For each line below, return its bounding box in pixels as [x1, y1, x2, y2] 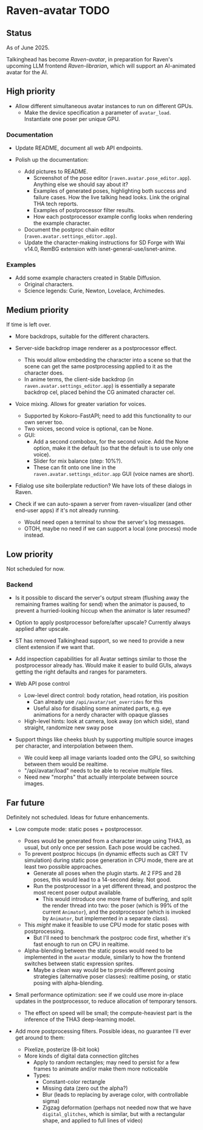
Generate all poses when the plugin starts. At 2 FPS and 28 [33, 870, 181, 877]
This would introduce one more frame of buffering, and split [42, 895, 193, 903]
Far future [6, 798, 45, 808]
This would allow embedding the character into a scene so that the [24, 356, 191, 363]
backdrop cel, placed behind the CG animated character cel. [24, 388, 176, 396]
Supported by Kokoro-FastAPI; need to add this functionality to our [24, 412, 192, 419]
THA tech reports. [33, 200, 78, 207]
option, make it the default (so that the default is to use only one [33, 444, 194, 452]
